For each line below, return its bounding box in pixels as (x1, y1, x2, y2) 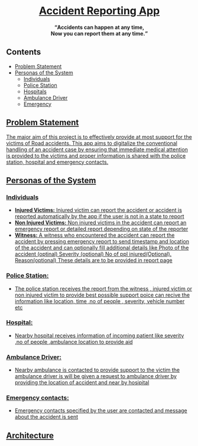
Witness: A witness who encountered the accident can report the (14, 232, 175, 239)
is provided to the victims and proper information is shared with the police (6, 152, 186, 159)
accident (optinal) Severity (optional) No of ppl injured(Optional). (14, 250, 172, 258)
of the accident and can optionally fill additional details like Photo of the (14, 244, 189, 252)
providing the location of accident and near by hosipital (14, 379, 150, 386)
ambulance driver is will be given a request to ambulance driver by (14, 373, 177, 380)
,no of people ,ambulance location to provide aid (14, 338, 133, 345)
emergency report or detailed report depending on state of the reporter (14, 226, 189, 233)
